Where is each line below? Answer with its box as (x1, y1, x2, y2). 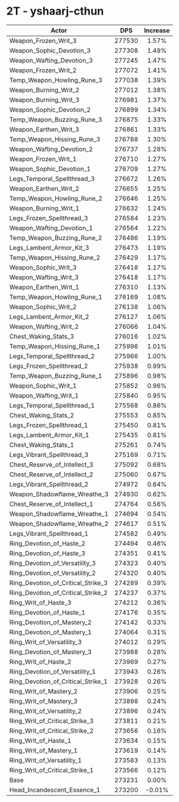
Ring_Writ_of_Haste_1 (9, 736, 72, 744)
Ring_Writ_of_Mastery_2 (9, 687, 78, 695)
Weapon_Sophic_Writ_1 (9, 381, 77, 389)
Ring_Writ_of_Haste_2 (9, 657, 72, 666)
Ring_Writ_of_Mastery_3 (9, 696, 78, 705)
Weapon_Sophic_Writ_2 (9, 302, 77, 311)
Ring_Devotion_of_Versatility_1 (9, 667, 96, 676)
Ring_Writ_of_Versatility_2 (9, 707, 82, 715)
